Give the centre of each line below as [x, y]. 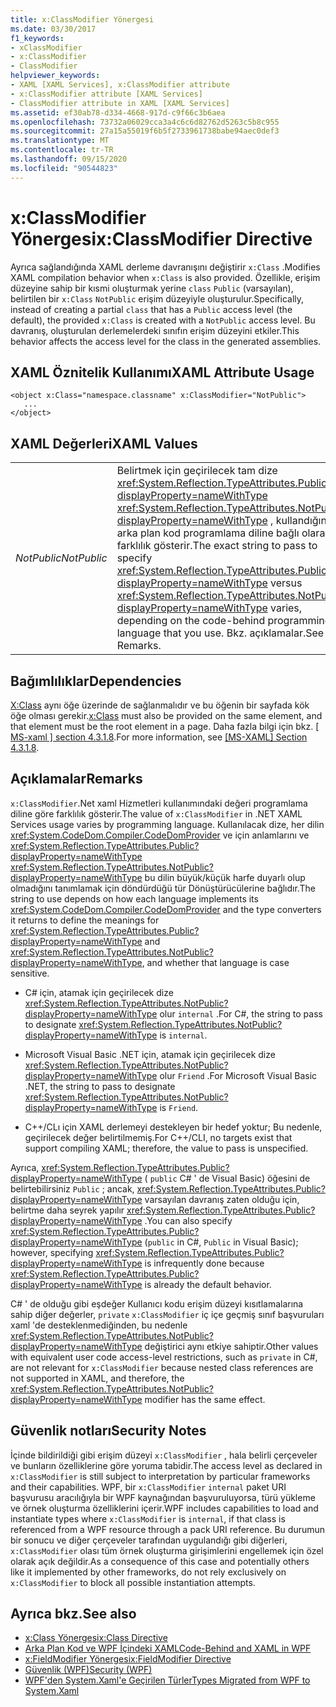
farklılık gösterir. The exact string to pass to [217, 546]
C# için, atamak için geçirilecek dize [99, 992]
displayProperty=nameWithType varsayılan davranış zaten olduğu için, [155, 1199]
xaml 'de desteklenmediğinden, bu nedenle [99, 1325]
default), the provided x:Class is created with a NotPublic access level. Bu [163, 320]
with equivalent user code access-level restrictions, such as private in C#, [164, 1357]
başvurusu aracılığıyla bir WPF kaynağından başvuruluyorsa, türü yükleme [163, 1497]
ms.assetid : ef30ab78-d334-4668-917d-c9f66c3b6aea [118, 112]
